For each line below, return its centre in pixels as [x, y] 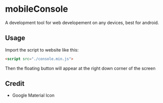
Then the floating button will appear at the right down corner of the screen [80, 68]
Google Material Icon [33, 95]
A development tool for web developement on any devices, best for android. [82, 23]
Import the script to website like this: [42, 50]
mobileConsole [37, 9]
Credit [15, 84]
